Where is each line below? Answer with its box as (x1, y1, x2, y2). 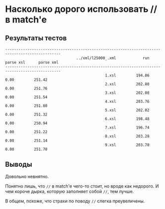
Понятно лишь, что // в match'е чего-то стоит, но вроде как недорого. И (5, 183, 159, 189)
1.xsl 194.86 (105, 73, 150, 78)
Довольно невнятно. (5, 173, 49, 179)
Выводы (5, 160, 32, 169)
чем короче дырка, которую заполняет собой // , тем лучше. (5, 188, 134, 194)
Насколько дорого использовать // (5, 3, 158, 15)
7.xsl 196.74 (105, 125, 150, 130)
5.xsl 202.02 (105, 108, 150, 113)
